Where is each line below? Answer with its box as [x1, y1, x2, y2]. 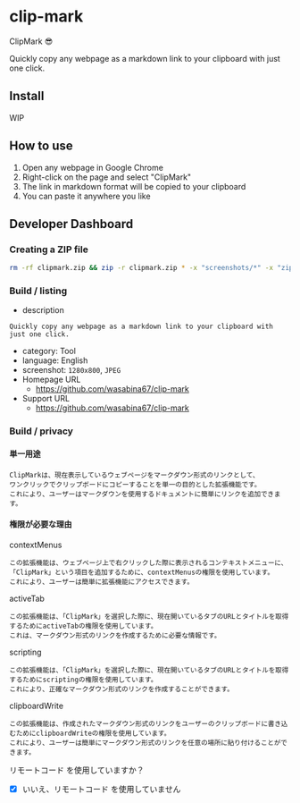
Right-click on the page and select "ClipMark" [21, 172, 192, 182]
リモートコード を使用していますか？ [9, 765, 145, 775]
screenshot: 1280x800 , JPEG [21, 365, 121, 376]
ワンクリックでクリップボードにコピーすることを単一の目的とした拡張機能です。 [9, 480, 262, 489]
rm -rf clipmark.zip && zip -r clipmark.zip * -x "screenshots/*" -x [9, 264, 274, 273]
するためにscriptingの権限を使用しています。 [9, 675, 158, 684]
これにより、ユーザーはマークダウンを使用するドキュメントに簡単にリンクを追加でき [9, 489, 275, 498]
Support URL [21, 393, 70, 404]
